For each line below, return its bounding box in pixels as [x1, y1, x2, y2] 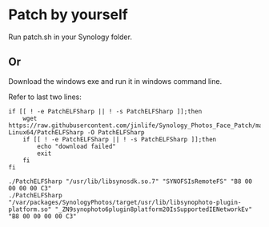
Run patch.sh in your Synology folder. [8, 32, 132, 42]
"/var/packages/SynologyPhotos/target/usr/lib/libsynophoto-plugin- [8, 198, 242, 206]
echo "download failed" [37, 142, 116, 150]
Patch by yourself [8, 6, 128, 24]
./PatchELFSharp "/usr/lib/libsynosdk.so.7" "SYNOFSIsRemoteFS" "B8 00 [8, 177, 252, 185]
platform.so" [8, 205, 52, 213]
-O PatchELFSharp [86, 128, 146, 137]
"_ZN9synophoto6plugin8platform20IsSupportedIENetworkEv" [54, 205, 252, 213]
